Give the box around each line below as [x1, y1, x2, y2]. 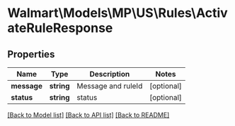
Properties [7, 48, 55, 60]
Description [89, 69, 130, 79]
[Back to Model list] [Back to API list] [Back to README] [7, 111, 170, 119]
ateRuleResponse [7, 20, 113, 36]
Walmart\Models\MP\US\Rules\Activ [7, 5, 228, 21]
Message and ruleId [76, 81, 143, 91]
